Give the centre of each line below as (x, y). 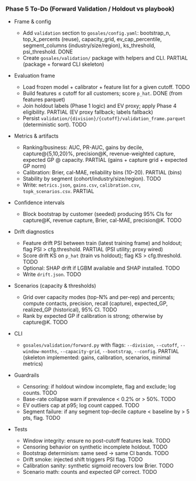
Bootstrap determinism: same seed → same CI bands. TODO (96, 453)
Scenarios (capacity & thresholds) (55, 286)
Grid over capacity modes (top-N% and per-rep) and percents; (99, 297)
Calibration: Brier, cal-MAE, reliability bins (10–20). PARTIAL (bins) (102, 173)
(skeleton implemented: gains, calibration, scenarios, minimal (97, 357)
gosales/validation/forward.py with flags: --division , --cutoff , (101, 345)
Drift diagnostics (34, 232)
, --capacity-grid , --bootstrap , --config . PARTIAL (118, 351)
